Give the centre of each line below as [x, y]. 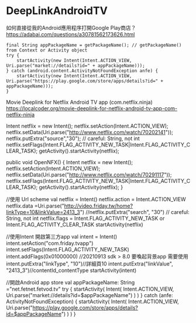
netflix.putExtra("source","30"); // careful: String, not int [73, 138]
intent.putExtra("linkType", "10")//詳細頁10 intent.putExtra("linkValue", [90, 263]
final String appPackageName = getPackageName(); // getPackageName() [94, 45]
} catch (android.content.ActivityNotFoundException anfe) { [82, 71]
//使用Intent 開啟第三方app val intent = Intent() [62, 236]
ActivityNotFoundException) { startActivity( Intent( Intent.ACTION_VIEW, [93, 301]
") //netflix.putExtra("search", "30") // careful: [135, 212]
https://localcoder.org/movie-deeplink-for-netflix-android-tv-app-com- [92, 108]
